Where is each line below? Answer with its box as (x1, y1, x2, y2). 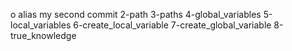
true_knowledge (10, 30, 77, 41)
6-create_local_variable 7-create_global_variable (73, 19, 272, 31)
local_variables (10, 19, 72, 31)
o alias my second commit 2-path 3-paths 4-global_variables (10, 9, 262, 20)
